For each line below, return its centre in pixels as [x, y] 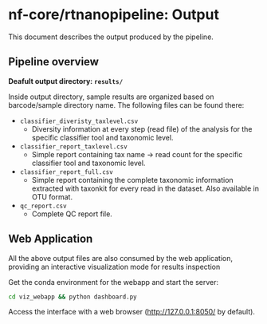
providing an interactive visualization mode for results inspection [114, 267]
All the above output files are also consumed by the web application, [121, 258]
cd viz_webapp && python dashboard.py [73, 297]
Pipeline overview [54, 62]
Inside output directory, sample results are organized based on [111, 97]
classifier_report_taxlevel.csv [73, 146]
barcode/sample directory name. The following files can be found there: [126, 105]
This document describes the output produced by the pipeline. [111, 37]
